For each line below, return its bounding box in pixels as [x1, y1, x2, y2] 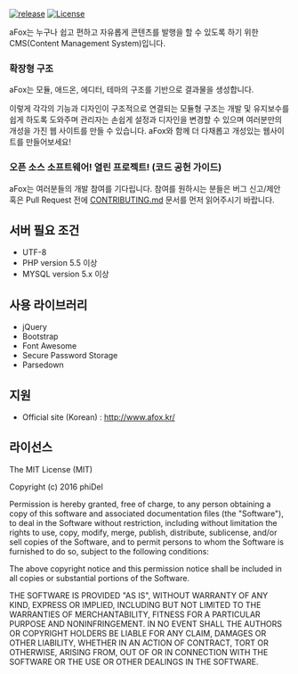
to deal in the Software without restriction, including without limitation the [9, 517, 278, 528]
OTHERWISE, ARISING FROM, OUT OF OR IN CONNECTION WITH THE [9, 646, 269, 657]
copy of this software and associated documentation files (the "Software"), [9, 508, 285, 519]
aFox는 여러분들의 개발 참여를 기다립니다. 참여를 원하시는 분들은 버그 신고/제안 [9, 183, 281, 193]
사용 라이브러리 [9, 297, 88, 312]
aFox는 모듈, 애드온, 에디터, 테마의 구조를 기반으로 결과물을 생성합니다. [9, 85, 254, 95]
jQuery [21, 322, 47, 333]
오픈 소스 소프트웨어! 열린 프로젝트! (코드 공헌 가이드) [9, 161, 222, 174]
